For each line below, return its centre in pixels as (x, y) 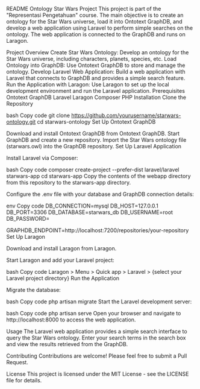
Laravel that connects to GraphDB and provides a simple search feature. (96, 78)
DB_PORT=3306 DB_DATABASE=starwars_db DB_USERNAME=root (90, 212)
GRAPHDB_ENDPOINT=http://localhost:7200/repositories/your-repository (98, 230)
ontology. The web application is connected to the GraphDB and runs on (96, 34)
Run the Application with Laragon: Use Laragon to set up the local (88, 84)
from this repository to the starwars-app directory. (69, 182)
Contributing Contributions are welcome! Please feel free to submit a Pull (97, 356)
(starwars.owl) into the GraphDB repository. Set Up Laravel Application (94, 146)
